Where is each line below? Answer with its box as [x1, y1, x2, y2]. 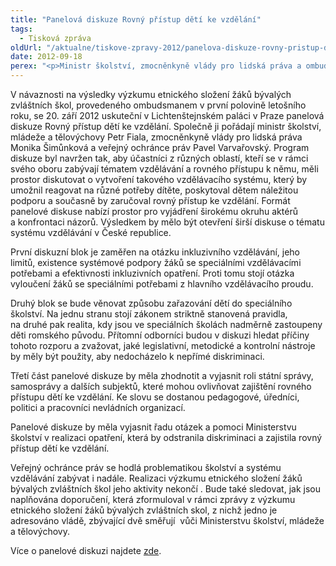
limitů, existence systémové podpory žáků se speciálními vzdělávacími [10, 257, 302, 268]
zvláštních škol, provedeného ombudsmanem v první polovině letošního [10, 99, 307, 111]
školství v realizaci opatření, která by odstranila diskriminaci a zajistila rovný [10, 432, 323, 443]
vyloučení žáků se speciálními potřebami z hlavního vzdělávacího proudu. [10, 278, 314, 290]
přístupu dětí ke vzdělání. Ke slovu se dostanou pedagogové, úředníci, [10, 391, 300, 403]
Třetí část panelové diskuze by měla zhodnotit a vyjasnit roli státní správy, [10, 370, 314, 381]
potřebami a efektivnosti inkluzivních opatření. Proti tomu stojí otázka [10, 267, 295, 279]
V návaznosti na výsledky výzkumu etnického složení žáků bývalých [10, 89, 292, 100]
